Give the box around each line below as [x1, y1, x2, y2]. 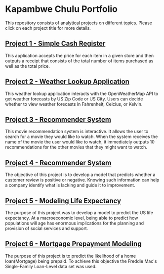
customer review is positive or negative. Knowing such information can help [5, 177, 160, 183]
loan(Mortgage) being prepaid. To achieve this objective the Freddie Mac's [5, 258, 157, 264]
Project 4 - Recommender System [5, 158, 112, 167]
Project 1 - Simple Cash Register [5, 40, 106, 48]
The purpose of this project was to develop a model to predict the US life [5, 210, 153, 216]
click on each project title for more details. [5, 25, 91, 31]
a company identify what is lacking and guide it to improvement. [5, 182, 135, 188]
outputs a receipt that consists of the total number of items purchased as [5, 58, 154, 64]
